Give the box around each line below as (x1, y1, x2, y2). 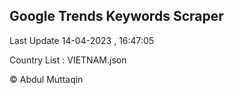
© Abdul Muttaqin (9, 73, 84, 85)
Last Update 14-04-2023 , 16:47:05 (9, 34, 155, 46)
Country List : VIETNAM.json (9, 54, 127, 66)
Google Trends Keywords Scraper (9, 8, 224, 25)
